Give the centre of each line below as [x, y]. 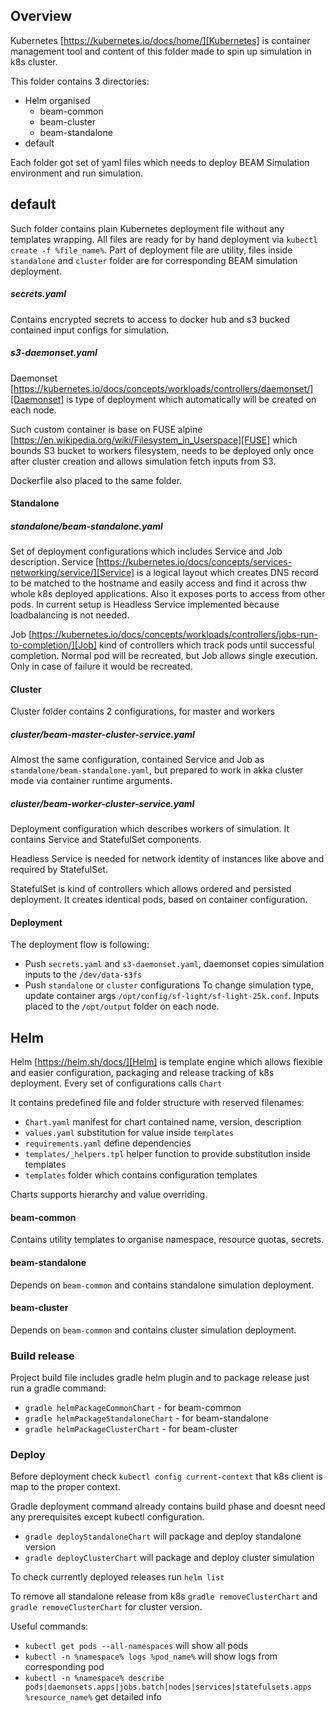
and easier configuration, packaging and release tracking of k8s [142, 1073]
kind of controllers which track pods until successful [206, 645]
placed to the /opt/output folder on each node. [122, 1006]
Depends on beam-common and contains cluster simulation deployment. [153, 1330]
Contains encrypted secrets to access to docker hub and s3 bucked [150, 319]
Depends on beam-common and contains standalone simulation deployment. [162, 1285]
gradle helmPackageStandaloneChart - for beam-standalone [146, 1418]
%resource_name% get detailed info [93, 1697]
